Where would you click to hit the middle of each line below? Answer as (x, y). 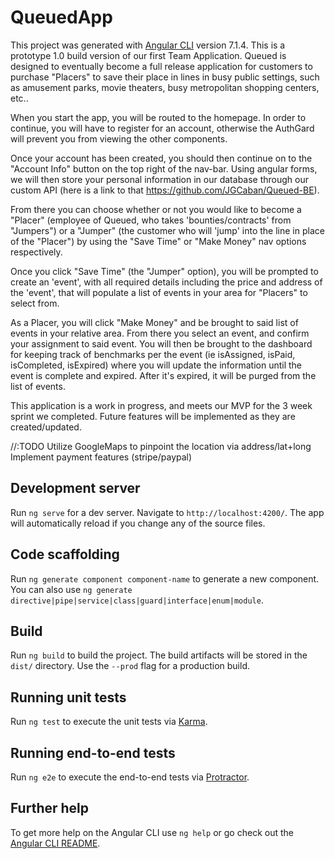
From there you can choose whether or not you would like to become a (156, 209)
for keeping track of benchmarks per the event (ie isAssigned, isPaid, (153, 354)
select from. (35, 303)
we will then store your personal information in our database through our (160, 179)
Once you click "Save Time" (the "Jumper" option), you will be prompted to (164, 271)
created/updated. (46, 427)
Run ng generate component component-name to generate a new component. (165, 578)
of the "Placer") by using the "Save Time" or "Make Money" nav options (158, 241)
